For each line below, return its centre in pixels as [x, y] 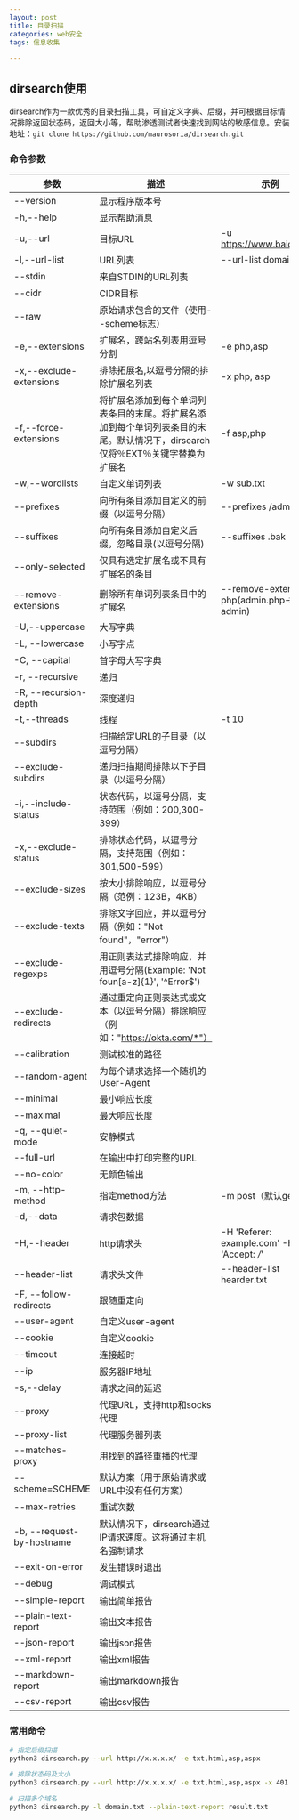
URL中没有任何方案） [144, 1491]
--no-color [39, 1174]
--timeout [36, 1355]
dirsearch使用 [48, 89]
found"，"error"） [137, 940]
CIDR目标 [119, 294]
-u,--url [32, 239]
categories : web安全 [46, 34]
